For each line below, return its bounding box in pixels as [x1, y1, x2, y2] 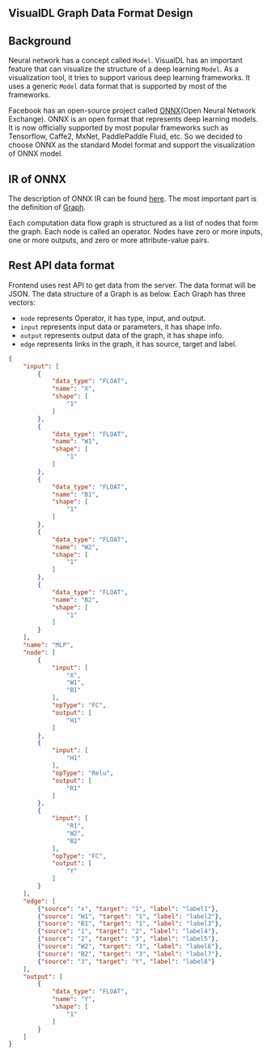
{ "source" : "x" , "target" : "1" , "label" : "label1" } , [37, 904, 219, 913]
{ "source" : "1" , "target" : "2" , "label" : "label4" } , [37, 927, 219, 935]
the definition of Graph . [8, 203, 87, 212]
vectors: [8, 297, 36, 307]
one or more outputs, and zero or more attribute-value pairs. [8, 235, 210, 246]
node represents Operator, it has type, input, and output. [19, 313, 206, 323]
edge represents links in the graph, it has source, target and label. [19, 339, 237, 348]
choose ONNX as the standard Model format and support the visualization [8, 140, 256, 150]
